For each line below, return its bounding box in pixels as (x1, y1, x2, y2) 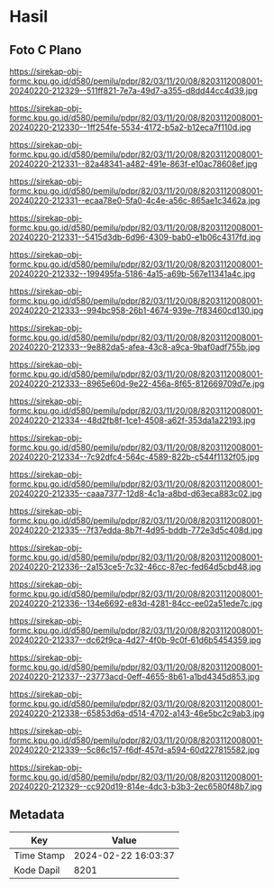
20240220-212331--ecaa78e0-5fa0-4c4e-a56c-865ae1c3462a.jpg (9, 196, 260, 206)
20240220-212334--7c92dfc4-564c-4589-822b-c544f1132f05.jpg (9, 452, 260, 462)
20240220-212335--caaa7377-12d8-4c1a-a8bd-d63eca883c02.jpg (9, 489, 262, 499)
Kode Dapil (14, 864, 60, 876)
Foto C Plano (9, 42, 82, 58)
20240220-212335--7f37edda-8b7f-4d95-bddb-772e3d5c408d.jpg (9, 525, 263, 536)
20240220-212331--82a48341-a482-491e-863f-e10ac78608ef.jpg (9, 159, 258, 169)
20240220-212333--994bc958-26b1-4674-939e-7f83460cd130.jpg (9, 305, 264, 316)
